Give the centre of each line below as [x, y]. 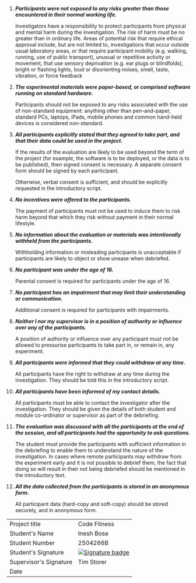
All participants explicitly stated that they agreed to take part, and [97, 134]
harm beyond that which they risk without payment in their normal [94, 217]
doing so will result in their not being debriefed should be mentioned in [100, 469]
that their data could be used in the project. [69, 141]
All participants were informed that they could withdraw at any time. [100, 363]
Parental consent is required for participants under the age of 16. [93, 281]
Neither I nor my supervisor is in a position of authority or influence [99, 321]
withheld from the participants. [54, 241]
